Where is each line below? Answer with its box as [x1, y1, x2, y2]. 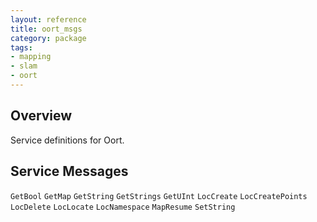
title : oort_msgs [10, 24, 83, 34]
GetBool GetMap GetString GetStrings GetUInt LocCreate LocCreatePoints [10, 191, 308, 201]
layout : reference [10, 14, 87, 25]
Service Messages [10, 163, 129, 180]
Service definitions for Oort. [10, 134, 125, 146]
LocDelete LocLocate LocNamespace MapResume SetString [10, 202, 236, 212]
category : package [10, 33, 87, 43]
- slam [10, 61, 38, 71]
